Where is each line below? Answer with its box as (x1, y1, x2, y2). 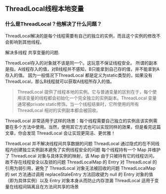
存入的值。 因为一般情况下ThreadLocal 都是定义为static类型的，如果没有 (5, 72, 153, 78)
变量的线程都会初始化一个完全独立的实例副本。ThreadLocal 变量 (26, 95, 157, 101)
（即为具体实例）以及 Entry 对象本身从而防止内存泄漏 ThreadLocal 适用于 (5, 177, 155, 183)
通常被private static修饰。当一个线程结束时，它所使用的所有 (17, 101, 139, 107)
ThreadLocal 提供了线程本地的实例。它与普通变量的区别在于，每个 (17, 89, 153, 95)
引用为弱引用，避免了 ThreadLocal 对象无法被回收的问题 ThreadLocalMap (5, 165, 156, 171)
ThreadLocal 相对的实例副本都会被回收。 (17, 107, 101, 113)
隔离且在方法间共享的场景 (26, 184, 79, 190)
